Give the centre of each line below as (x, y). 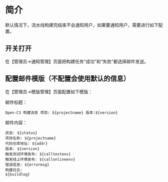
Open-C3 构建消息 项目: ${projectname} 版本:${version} (61, 113)
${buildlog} (17, 174)
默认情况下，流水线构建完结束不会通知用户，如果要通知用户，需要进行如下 (82, 25)
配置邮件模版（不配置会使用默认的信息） (67, 79)
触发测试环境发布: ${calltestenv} (38, 154)
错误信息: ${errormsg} (27, 165)
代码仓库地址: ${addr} (26, 143)
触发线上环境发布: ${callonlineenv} (40, 159)
